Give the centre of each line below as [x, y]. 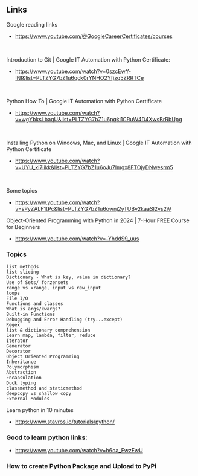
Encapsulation [24, 378]
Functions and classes [35, 304]
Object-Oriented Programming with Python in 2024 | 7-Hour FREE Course [98, 220]
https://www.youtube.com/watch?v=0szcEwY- [73, 71]
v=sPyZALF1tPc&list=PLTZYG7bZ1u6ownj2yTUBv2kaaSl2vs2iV [93, 208]
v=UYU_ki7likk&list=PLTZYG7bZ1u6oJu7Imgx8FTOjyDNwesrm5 [94, 167]
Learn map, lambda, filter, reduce [51, 336]
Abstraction [21, 373]
